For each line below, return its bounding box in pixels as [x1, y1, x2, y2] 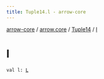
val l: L [6, 67, 29, 73]
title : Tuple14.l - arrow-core [6, 9, 86, 15]
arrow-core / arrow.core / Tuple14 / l [6, 26, 98, 33]
